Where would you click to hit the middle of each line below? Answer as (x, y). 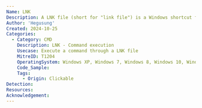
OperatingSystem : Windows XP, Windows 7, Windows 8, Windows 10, (101, 62)
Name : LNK (19, 12)
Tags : (24, 73)
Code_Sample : (33, 67)
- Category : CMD (32, 40)
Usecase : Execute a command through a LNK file (78, 51)
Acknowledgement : (28, 95)
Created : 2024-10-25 (32, 28)
